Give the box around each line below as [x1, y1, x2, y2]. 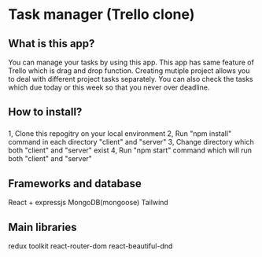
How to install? [8, 105, 83, 119]
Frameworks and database [8, 177, 142, 190]
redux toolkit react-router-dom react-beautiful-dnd [8, 241, 173, 251]
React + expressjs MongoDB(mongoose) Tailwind [8, 198, 169, 207]
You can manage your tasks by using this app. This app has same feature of [8, 57, 254, 67]
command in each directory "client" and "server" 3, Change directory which [8, 138, 254, 147]
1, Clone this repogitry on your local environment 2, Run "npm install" [8, 129, 232, 138]
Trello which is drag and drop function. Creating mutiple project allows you [8, 66, 250, 75]
